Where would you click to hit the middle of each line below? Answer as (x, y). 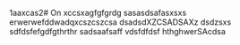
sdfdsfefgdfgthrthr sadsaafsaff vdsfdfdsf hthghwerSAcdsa (117, 31)
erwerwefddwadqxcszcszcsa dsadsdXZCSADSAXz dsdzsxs (120, 22)
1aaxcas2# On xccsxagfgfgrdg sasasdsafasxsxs (98, 13)
